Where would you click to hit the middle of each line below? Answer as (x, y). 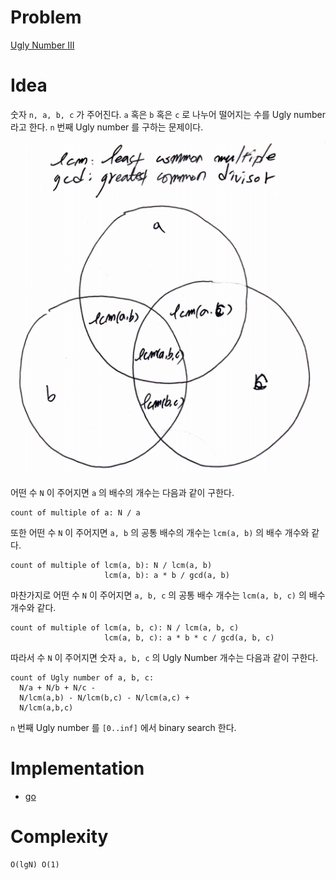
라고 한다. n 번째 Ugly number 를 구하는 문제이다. (107, 127)
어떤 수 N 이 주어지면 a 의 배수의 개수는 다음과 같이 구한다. (122, 492)
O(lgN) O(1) (35, 864)
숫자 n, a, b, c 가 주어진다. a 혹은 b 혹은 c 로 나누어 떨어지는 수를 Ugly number (168, 114)
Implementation (77, 768)
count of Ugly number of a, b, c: (82, 677)
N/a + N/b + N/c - (58, 687)
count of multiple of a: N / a (75, 512)
